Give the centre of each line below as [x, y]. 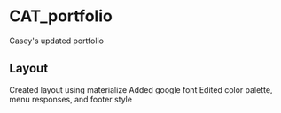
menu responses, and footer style [71, 99]
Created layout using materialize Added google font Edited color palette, [141, 89]
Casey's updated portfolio [57, 41]
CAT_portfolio [61, 16]
